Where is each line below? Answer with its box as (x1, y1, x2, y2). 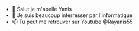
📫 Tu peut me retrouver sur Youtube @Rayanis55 (11, 18, 133, 25)
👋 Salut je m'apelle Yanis (11, 6, 72, 12)
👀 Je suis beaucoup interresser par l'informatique (11, 12, 133, 19)
